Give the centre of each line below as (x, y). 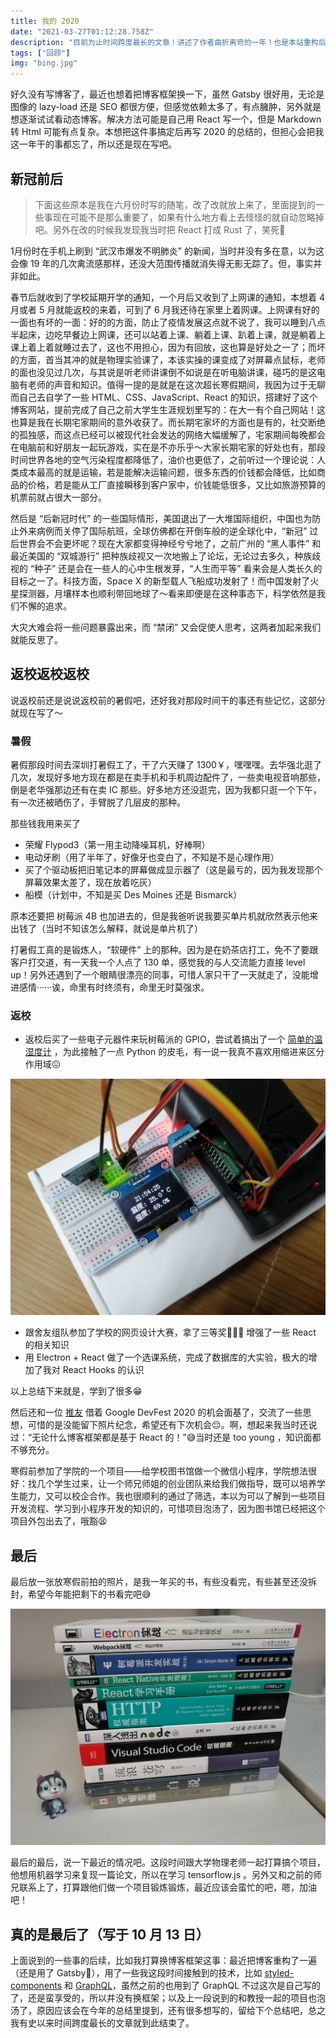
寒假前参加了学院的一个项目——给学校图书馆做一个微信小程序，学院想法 (159, 1471)
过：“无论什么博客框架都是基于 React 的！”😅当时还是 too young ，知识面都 (166, 1437)
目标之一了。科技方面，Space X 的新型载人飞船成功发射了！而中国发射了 (160, 581)
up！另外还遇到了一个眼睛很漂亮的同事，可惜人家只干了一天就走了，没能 (160, 975)
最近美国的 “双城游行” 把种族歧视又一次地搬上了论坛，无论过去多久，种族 (161, 556)
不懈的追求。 (45, 606)
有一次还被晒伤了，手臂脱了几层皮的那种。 (98, 802)
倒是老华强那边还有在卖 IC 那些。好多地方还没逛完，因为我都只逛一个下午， (166, 790)
